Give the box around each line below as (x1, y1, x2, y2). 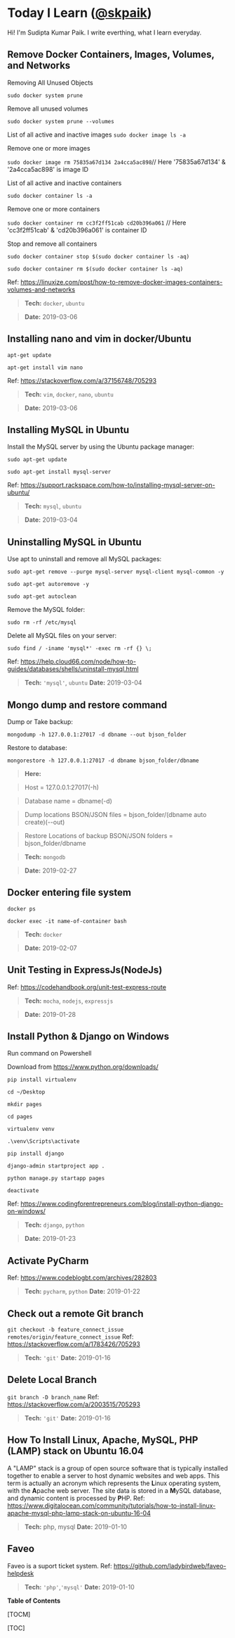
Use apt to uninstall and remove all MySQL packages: (7, 555, 162, 563)
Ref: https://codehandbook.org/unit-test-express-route (7, 982, 167, 991)
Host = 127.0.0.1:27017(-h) (24, 783, 100, 792)
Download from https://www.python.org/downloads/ (7, 1063, 159, 1071)
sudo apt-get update (7, 456, 68, 463)
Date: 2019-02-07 (24, 944, 77, 952)
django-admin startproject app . (7, 1163, 105, 1170)
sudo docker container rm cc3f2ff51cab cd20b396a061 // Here (7, 218, 187, 227)
